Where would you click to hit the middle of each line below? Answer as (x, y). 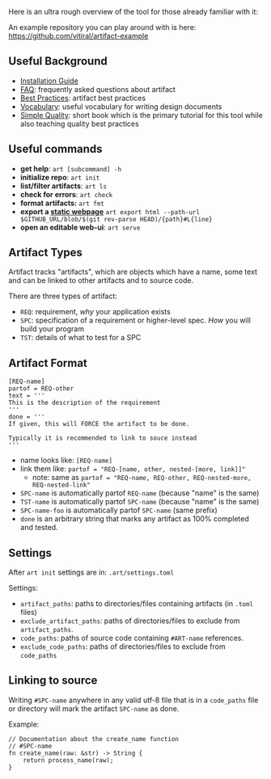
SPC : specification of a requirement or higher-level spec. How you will (135, 320)
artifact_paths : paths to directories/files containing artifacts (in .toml (136, 604)
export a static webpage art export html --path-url (110, 211)
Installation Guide (49, 81)
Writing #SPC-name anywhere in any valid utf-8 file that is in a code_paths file (133, 700)
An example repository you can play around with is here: (102, 27)
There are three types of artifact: (63, 296)
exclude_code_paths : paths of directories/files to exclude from (123, 646)
